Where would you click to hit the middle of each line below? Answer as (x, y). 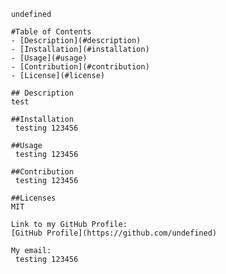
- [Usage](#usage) (49, 58)
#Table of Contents (51, 32)
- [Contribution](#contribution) (80, 67)
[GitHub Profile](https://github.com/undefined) (114, 233)
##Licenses (33, 198)
